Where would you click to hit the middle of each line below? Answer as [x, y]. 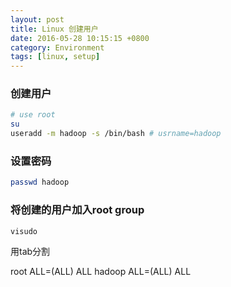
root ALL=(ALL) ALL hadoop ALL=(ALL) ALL [101, 272]
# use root [33, 115]
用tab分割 [30, 252]
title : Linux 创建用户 [54, 29]
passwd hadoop [40, 182]
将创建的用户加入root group [77, 210]
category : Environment [57, 47]
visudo [24, 231]
